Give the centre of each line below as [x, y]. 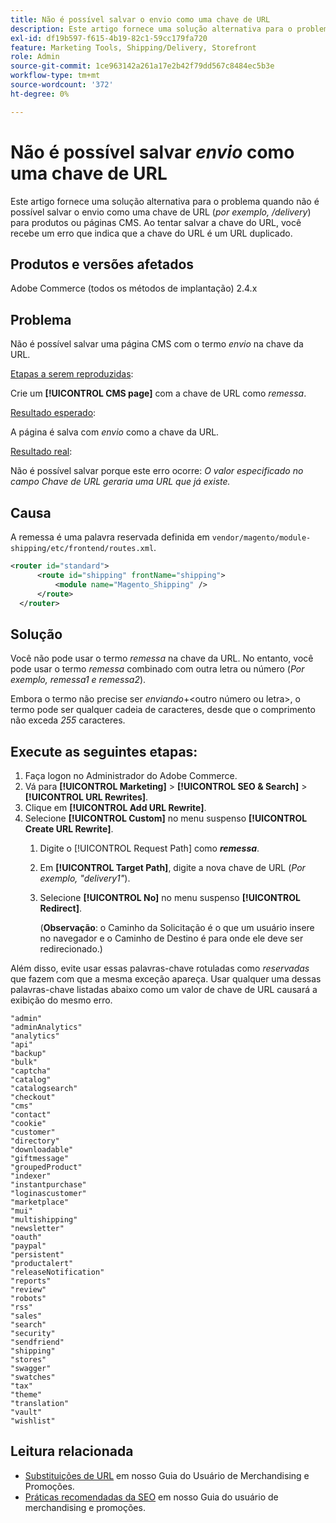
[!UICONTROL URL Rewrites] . [86, 797]
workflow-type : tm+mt [55, 76]
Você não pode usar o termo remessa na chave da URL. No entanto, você [162, 658]
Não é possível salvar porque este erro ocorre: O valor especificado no [157, 471]
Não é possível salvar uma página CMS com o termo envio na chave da [157, 344]
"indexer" [31, 1176]
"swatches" [33, 1377]
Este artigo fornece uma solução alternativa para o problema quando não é [165, 201]
